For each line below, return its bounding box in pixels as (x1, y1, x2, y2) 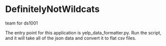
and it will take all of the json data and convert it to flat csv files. (5, 35, 136, 41)
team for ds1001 (5, 20, 38, 26)
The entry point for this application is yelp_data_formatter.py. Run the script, (5, 29, 161, 35)
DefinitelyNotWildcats (5, 3, 100, 15)
